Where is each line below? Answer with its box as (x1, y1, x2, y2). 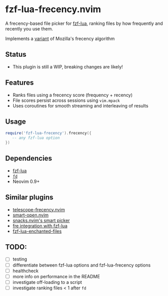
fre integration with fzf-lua (12, 223, 67, 229)
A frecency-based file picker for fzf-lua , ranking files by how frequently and (5, 20, 163, 26)
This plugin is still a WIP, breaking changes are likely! (12, 63, 123, 69)
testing (12, 256, 27, 262)
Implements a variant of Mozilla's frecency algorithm (5, 35, 115, 42)
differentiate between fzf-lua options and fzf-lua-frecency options (12, 262, 151, 268)
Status (5, 50, 27, 59)
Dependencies (5, 154, 52, 163)
